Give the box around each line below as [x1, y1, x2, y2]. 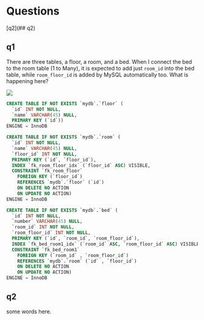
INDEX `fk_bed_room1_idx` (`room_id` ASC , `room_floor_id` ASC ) [12, 241, 178, 247]
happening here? [6, 77, 49, 84]
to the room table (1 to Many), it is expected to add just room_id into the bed [6, 64, 195, 72]
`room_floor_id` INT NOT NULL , [12, 230, 91, 236]
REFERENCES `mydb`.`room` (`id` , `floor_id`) [17, 258, 137, 264]
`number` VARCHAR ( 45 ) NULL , [12, 219, 83, 225]
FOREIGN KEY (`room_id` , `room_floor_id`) [17, 252, 129, 259]
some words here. [6, 308, 52, 315]
